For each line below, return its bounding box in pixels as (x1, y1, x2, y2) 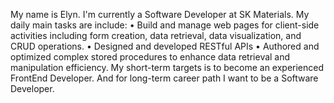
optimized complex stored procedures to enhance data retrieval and (10, 51, 291, 63)
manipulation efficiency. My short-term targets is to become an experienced (10, 62, 325, 73)
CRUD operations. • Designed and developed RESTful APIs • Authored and (10, 40, 320, 52)
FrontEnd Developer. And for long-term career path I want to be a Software (10, 72, 319, 84)
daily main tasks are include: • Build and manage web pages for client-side (10, 19, 320, 31)
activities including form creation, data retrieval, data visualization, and (10, 30, 302, 41)
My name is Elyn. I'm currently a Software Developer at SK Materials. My (10, 9, 310, 20)
